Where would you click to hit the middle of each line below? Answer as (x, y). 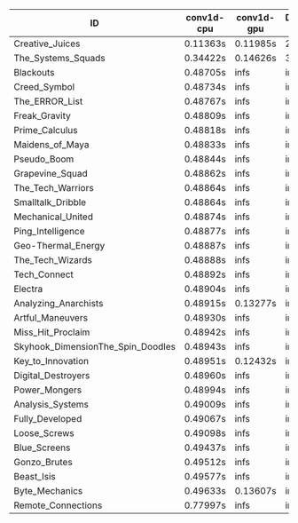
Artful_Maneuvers (51, 317)
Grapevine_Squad (51, 174)
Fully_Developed (48, 419)
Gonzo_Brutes (43, 462)
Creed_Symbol (44, 87)
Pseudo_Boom (44, 159)
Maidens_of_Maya (51, 144)
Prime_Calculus (46, 130)
